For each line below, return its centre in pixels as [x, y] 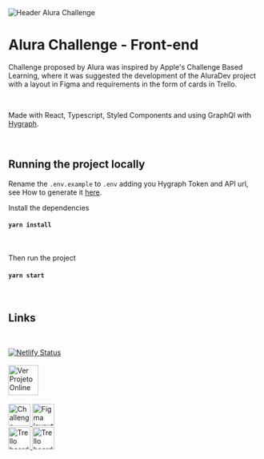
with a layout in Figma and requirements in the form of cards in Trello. [123, 84]
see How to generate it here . [55, 192]
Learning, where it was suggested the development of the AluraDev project [132, 75]
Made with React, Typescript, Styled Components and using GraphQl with [130, 115]
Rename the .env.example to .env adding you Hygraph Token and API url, [128, 183]
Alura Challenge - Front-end [104, 45]
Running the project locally [77, 165]
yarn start [26, 276]
